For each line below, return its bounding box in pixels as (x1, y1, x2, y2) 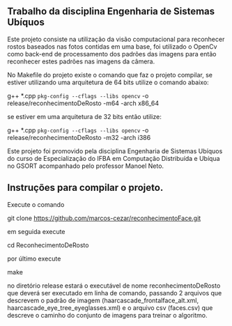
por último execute (7, 254, 61, 263)
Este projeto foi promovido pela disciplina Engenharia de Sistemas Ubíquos (7, 146, 223, 155)
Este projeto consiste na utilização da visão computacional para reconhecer (7, 35, 225, 43)
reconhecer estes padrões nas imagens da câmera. (7, 57, 155, 65)
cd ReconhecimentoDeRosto (7, 240, 89, 249)
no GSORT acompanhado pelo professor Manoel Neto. (7, 162, 164, 170)
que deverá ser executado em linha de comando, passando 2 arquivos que (7, 288, 222, 297)
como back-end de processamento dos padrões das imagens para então (7, 49, 217, 58)
